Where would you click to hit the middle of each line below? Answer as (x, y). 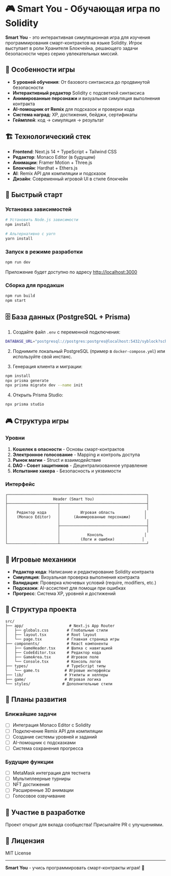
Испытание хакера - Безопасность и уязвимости (67, 471)
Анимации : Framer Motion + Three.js (52, 162)
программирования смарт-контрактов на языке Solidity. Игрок (74, 42)
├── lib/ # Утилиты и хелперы (57, 675)
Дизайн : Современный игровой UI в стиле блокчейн (70, 179)
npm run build (20, 296)
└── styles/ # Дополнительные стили (59, 684)
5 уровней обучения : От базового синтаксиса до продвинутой (81, 82)
